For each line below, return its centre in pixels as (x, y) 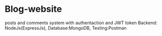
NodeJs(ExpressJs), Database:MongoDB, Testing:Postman (66, 28)
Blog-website (33, 9)
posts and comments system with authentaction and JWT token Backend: (81, 23)
